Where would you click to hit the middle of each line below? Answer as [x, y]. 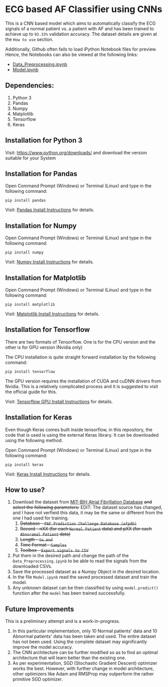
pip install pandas [26, 200]
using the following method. [34, 440]
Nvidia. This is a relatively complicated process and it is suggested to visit [82, 386]
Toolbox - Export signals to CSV [54, 550]
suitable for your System [31, 158]
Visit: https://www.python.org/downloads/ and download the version [76, 152]
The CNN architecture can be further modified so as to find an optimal [85, 653]
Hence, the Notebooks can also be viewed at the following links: [72, 55]
